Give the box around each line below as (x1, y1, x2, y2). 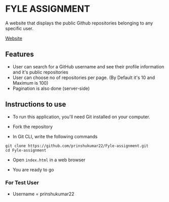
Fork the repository (12, 123, 53, 130)
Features (5, 50, 34, 59)
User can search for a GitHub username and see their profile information (12, 63, 164, 69)
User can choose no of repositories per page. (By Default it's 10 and (12, 74, 155, 81)
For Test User (5, 179, 39, 186)
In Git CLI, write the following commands (12, 133, 98, 139)
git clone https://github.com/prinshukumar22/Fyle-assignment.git (5, 143, 149, 148)
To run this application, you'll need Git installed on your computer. (12, 113, 151, 120)
